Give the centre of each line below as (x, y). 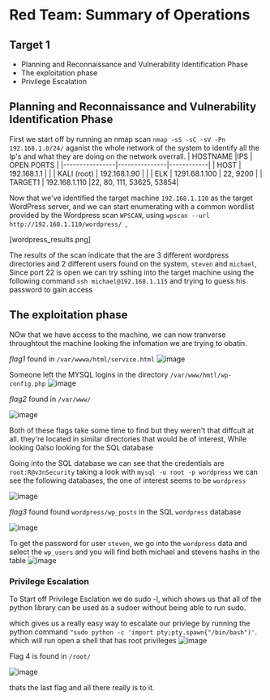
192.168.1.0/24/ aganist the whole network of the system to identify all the (135, 147)
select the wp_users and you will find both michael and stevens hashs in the (135, 552)
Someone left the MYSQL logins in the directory (89, 374)
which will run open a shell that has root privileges (93, 640)
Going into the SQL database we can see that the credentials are (117, 463)
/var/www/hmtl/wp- (201, 375)
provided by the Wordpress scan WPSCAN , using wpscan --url (109, 215)
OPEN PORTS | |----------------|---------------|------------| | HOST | (125, 164)
